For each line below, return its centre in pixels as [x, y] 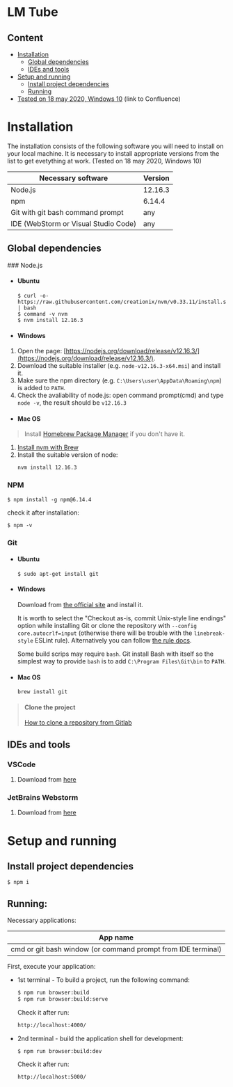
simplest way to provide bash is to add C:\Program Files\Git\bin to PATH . [121, 661]
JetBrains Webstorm [43, 797]
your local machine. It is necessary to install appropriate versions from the [113, 153]
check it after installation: [43, 513]
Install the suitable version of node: [67, 455]
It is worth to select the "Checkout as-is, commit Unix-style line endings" [122, 618]
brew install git [42, 692]
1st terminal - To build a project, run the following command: [103, 980]
